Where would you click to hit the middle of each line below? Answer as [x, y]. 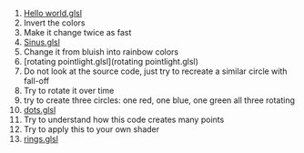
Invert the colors [54, 23]
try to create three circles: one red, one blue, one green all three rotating [159, 100]
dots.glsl [40, 110]
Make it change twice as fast [77, 32]
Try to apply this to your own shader [91, 129]
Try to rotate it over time [69, 91]
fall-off [36, 81]
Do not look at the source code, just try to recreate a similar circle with [155, 71]
